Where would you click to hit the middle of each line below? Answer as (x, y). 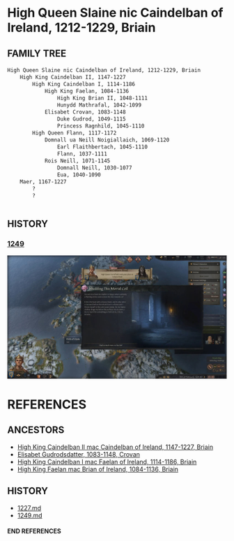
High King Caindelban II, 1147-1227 (73, 77)
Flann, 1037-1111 (82, 154)
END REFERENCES (34, 531)
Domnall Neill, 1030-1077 (94, 168)
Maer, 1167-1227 (44, 182)
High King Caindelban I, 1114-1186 (84, 84)
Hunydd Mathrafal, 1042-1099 (99, 105)
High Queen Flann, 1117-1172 (75, 133)
